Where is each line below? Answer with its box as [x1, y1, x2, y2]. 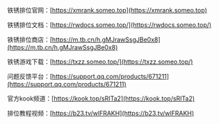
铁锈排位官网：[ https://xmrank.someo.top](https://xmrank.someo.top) [7, 6, 207, 14]
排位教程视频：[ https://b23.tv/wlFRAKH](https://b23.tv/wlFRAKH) [7, 109, 195, 117]
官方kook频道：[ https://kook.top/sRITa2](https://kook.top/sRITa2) [7, 94, 195, 103]
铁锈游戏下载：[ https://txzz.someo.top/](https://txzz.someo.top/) [7, 57, 193, 66]
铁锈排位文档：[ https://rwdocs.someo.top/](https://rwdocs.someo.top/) [7, 21, 212, 29]
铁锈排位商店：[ [7, 35, 53, 44]
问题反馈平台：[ [7, 72, 53, 80]
